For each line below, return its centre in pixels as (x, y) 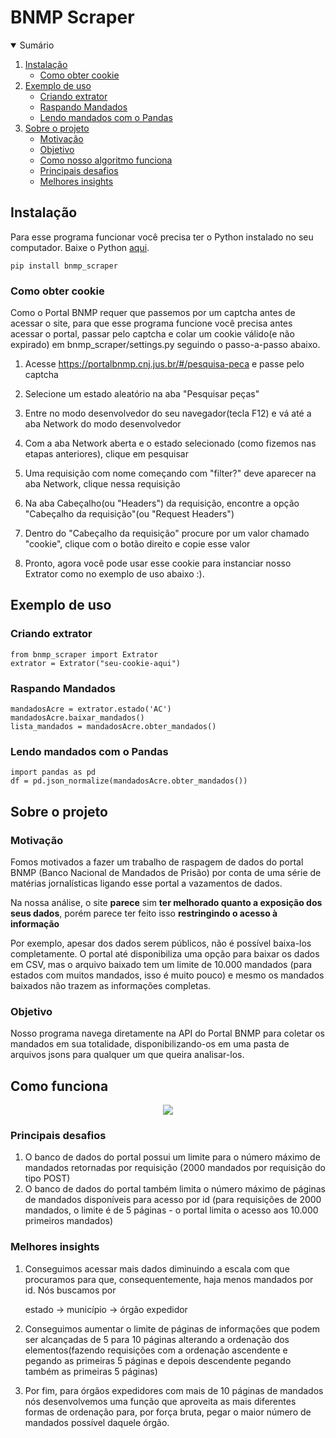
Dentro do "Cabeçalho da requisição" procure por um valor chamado (167, 533)
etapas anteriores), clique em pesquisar (106, 454)
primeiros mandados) (69, 1221)
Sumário (37, 45)
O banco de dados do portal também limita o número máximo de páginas (175, 1189)
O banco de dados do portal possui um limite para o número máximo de (172, 1157)
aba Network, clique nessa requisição (102, 484)
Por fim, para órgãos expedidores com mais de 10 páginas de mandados (174, 1390)
